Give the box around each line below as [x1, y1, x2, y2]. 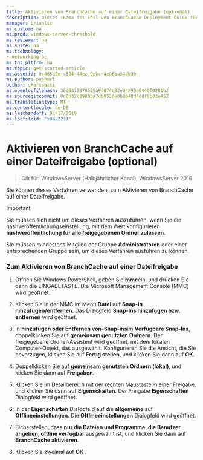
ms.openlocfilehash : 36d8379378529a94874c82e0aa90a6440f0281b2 [6, 88, 169, 94]
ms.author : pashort [6, 76, 56, 82]
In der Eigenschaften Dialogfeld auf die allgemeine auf [14, 406, 153, 413]
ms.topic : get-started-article [6, 65, 85, 71]
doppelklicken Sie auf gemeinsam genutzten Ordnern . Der [14, 332, 163, 339]
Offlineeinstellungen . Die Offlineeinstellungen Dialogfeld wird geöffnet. [14, 412, 196, 419]
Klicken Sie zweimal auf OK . [14, 448, 87, 456]
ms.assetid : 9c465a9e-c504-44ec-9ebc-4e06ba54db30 [6, 71, 137, 77]
